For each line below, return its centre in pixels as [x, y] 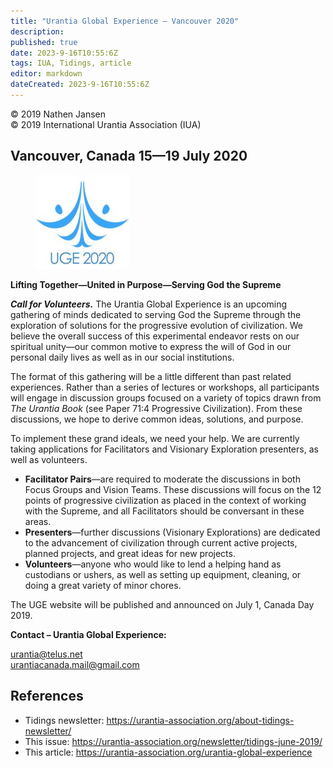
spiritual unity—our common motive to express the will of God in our [151, 346]
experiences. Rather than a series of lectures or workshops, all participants [165, 387]
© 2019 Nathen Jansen [58, 114]
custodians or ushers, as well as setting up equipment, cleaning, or [163, 574]
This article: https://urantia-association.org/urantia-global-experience [168, 752]
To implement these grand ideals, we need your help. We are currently [155, 438]
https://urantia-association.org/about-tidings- [200, 720]
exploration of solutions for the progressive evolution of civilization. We [156, 325]
